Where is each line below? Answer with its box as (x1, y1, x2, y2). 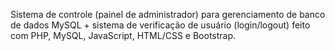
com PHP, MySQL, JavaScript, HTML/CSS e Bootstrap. (10, 30, 237, 41)
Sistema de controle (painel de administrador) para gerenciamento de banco (10, 9, 326, 20)
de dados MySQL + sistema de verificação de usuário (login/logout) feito (10, 19, 311, 31)
